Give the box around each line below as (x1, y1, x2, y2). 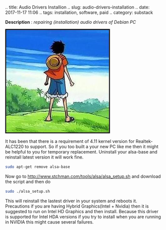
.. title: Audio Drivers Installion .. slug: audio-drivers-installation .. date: (5, 4, 150, 10)
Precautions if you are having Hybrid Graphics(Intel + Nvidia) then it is (5, 203, 149, 209)
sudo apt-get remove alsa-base (5, 164, 70, 169)
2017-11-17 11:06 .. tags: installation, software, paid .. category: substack (5, 9, 153, 15)
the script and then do (5, 178, 51, 184)
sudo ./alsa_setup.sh (5, 189, 50, 194)
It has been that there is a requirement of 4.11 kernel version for (5, 139, 135, 144)
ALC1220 (5, 144, 24, 150)
